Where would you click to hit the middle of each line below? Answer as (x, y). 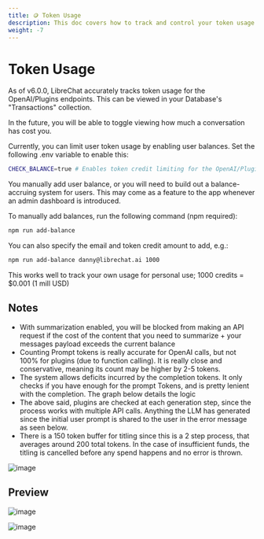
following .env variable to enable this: (68, 155)
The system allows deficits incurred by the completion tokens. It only (131, 377)
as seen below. (44, 427)
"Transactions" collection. (50, 108)
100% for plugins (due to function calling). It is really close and (121, 360)
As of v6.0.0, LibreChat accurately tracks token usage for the (107, 90)
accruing (22, 193)
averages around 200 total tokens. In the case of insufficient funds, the (134, 444)
